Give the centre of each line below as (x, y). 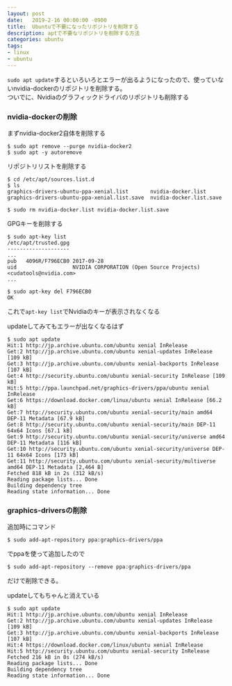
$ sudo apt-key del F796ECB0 (49, 292)
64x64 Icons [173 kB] (48, 455)
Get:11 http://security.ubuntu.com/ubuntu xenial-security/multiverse (111, 461)
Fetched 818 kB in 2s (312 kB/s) (56, 474)
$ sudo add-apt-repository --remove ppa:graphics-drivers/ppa (99, 567)
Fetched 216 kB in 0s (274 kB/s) (56, 657)
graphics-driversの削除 (47, 510)
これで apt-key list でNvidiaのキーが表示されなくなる (84, 312)
